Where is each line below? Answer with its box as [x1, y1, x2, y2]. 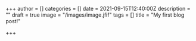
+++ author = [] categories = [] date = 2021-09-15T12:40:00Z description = [5, 5, 191, 12]
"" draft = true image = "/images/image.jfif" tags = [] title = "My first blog [5, 11, 185, 18]
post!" [5, 18, 21, 24]
